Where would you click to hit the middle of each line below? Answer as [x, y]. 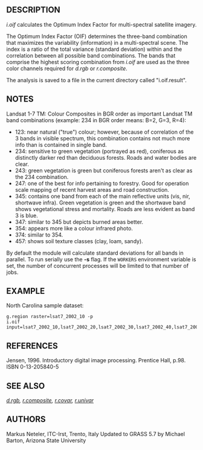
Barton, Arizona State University [46, 440]
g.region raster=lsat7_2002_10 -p [50, 317]
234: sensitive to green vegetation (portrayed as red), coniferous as [99, 151]
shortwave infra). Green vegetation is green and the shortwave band [100, 203]
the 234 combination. [42, 177]
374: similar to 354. [39, 235]
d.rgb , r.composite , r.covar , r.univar [50, 400]
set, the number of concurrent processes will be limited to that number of [98, 266]
